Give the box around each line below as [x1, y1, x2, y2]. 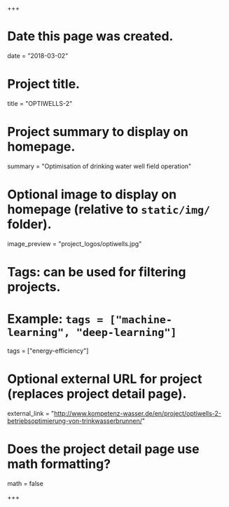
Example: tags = [7, 311, 104, 327]
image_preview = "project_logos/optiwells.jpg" [7, 239, 142, 248]
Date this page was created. [7, 29, 174, 44]
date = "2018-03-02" [7, 51, 69, 60]
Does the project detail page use [7, 441, 200, 457]
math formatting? [7, 457, 111, 472]
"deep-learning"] [76, 326, 177, 339]
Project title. [7, 76, 81, 92]
